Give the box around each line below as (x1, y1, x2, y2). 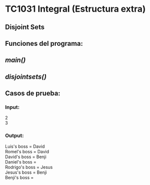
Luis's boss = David (5, 143, 45, 149)
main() (5, 56, 26, 64)
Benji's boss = (5, 174, 34, 180)
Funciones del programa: (5, 39, 83, 47)
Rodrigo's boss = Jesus (5, 164, 53, 170)
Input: (5, 104, 20, 111)
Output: (5, 132, 24, 139)
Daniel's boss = (5, 159, 37, 164)
